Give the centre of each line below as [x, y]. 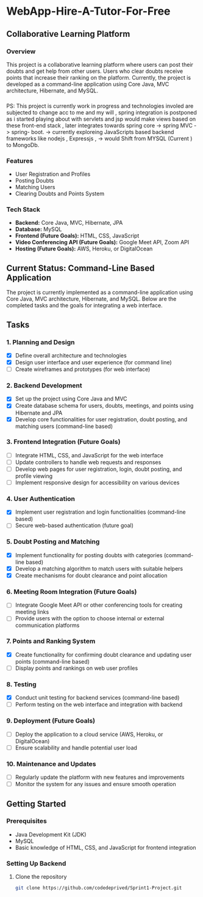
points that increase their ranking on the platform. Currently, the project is [98, 77]
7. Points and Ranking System [51, 641]
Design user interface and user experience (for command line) [93, 362]
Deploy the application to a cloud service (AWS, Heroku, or [89, 734]
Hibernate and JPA [39, 413]
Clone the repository [41, 877]
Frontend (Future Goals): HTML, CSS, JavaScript [77, 236]
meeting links [32, 612]
